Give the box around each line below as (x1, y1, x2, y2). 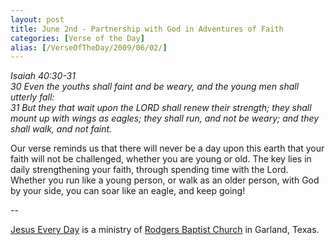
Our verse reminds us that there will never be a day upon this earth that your (10, 142, 325, 155)
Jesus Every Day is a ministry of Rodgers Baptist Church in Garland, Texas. (10, 224, 320, 236)
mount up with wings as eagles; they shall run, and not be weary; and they (10, 112, 320, 125)
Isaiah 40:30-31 (10, 70, 76, 82)
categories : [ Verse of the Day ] (10, 33, 145, 43)
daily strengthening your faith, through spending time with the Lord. (10, 164, 289, 176)
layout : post (10, 14, 65, 25)
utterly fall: (10, 91, 55, 103)
